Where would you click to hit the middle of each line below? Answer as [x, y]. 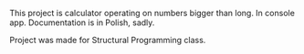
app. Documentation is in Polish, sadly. [82, 22]
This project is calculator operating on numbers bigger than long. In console [152, 13]
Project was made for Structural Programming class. [108, 40]
